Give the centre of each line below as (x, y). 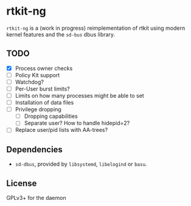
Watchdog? (30, 82)
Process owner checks (44, 68)
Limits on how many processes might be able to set (79, 96)
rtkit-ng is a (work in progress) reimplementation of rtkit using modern (96, 28)
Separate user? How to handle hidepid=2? (77, 123)
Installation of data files (44, 103)
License (22, 183)
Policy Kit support (37, 75)
